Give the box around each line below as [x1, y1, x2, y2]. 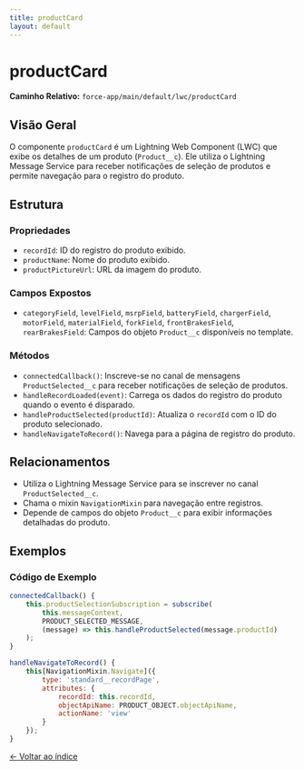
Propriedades [9, 224, 71, 236]
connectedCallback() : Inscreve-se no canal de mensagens [22, 370, 240, 381]
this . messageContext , [42, 608, 124, 617]
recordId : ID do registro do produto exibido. [22, 245, 186, 255]
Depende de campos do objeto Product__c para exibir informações [22, 507, 272, 518]
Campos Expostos [9, 286, 92, 299]
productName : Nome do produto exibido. [22, 254, 171, 265]
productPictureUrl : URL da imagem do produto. [22, 264, 202, 275]
